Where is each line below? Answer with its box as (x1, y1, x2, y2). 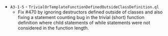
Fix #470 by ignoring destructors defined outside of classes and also (17, 9, 163, 15)
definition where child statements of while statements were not (17, 19, 151, 25)
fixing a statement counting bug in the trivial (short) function (17, 14, 145, 20)
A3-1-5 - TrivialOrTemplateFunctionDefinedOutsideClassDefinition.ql (10, 4, 159, 9)
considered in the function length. (17, 25, 89, 31)
